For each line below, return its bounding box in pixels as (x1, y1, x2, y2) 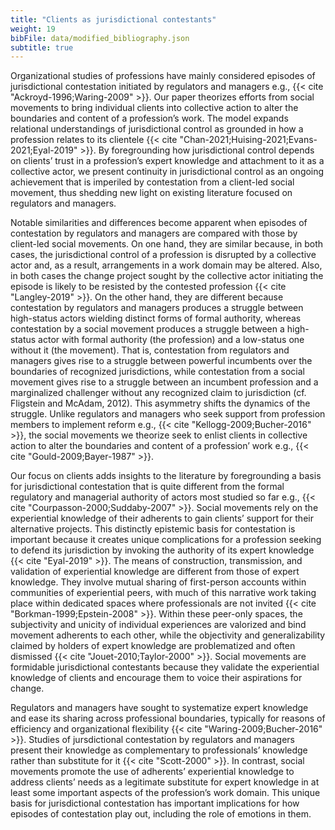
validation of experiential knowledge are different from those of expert (10, 566, 300, 578)
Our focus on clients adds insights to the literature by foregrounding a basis (10, 470, 322, 482)
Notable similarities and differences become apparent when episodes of (10, 217, 308, 229)
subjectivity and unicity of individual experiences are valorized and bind (10, 619, 307, 631)
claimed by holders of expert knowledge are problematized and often (10, 640, 296, 652)
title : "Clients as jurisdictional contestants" (10, 14, 217, 25)
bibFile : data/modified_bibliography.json (10, 33, 190, 43)
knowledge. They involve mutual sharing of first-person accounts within (10, 576, 307, 588)
